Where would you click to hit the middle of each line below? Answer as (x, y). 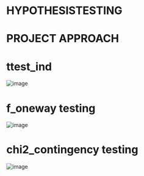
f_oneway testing (51, 108)
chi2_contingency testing (72, 150)
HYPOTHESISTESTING (64, 11)
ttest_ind (29, 66)
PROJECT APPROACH (63, 39)
